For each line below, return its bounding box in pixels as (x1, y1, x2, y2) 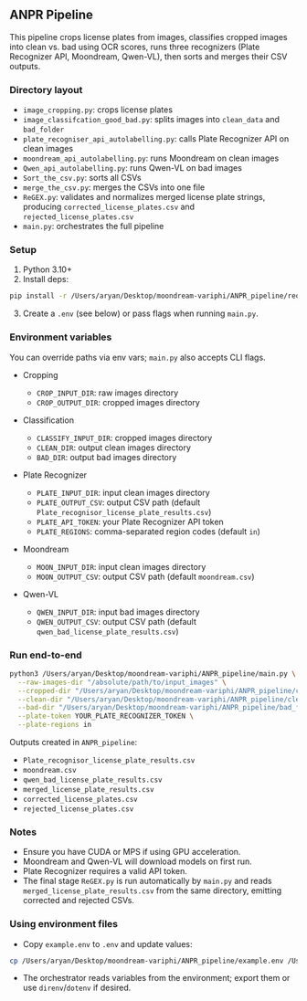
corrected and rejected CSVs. (22, 895, 135, 906)
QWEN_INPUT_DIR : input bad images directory (36, 606, 200, 617)
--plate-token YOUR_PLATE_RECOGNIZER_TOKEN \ (17, 711, 195, 721)
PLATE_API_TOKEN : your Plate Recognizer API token (36, 516, 224, 527)
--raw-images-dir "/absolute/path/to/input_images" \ (17, 678, 227, 687)
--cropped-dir (17, 686, 71, 695)
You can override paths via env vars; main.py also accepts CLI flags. (9, 352, 267, 363)
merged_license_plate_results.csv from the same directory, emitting (22, 885, 282, 896)
